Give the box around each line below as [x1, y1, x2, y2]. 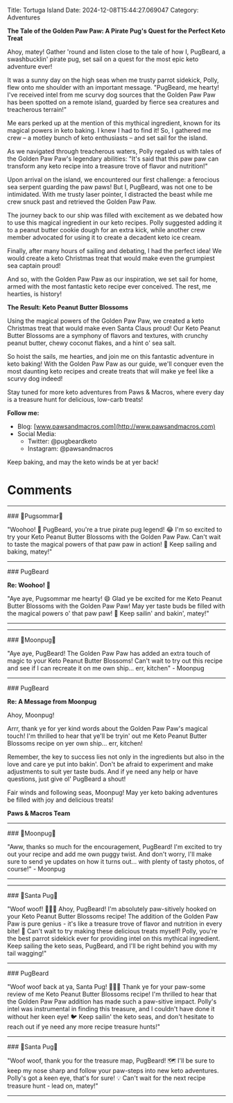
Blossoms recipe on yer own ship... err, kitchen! [7, 739, 144, 747]
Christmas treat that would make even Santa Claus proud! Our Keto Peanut [7, 324, 221, 332]
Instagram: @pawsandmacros [27, 444, 114, 453]
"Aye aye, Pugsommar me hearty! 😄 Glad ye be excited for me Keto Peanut [7, 594, 222, 602]
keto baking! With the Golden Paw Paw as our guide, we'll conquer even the [7, 360, 224, 368]
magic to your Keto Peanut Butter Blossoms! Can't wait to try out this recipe [7, 657, 223, 665]
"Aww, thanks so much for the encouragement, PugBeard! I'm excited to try [7, 842, 223, 851]
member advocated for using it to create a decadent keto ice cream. [7, 233, 202, 241]
